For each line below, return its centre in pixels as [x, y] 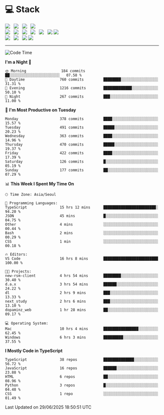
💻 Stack [22, 10]
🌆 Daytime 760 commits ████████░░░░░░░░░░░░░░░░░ [82, 79]
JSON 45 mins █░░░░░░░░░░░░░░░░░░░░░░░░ [82, 216]
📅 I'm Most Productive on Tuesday [41, 110]
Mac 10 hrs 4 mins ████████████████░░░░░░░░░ [82, 329]
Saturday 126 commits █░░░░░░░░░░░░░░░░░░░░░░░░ [82, 162]
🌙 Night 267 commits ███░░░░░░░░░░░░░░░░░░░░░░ [82, 96]
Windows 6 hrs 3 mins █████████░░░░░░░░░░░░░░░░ [82, 337]
